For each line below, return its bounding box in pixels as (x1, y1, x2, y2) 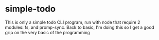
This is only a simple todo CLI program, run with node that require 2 (5, 19, 141, 25)
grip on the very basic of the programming (5, 29, 90, 35)
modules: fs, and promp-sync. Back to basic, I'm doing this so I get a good (5, 24, 155, 30)
